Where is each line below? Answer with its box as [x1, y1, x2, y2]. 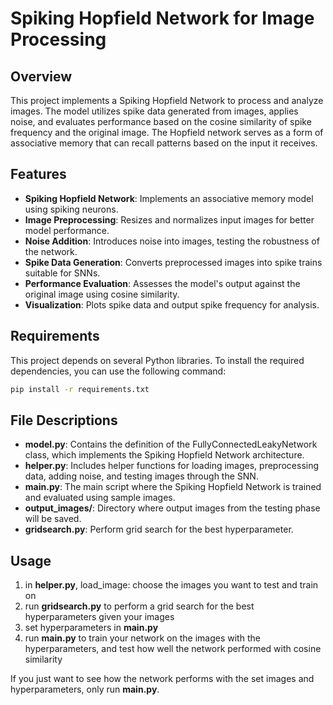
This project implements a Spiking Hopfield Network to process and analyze [10, 95, 324, 106]
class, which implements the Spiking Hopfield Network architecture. [24, 449, 305, 461]
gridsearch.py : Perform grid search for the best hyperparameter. [24, 523, 294, 536]
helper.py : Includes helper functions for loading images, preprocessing [24, 460, 320, 472]
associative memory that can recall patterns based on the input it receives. [10, 137, 318, 149]
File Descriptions [10, 412, 118, 429]
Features [10, 166, 67, 183]
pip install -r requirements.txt [10, 384, 150, 394]
